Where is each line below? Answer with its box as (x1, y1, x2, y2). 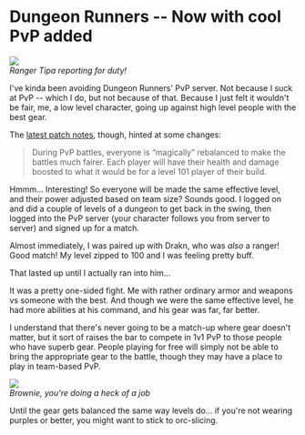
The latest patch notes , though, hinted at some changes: (9, 129, 221, 140)
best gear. (9, 111, 47, 122)
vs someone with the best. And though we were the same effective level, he (9, 294, 294, 306)
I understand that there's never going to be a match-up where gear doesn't (9, 321, 291, 333)
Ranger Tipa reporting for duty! (9, 65, 127, 76)
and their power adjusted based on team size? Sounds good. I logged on (9, 193, 282, 204)
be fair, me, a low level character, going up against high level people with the (9, 102, 297, 113)
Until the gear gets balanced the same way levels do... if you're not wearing (9, 405, 293, 416)
